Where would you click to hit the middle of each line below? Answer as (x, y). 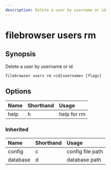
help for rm (72, 114)
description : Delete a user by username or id (56, 10)
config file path (85, 151)
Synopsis (20, 54)
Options (18, 92)
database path (84, 160)
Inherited (17, 130)
